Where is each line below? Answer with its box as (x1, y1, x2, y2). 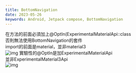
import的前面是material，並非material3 (5, 44, 86, 50)
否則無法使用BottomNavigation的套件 (5, 37, 82, 43)
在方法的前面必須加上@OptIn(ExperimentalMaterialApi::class (5, 31, 131, 37)
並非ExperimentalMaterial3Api (5, 56, 68, 62)
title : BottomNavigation (5, 7, 58, 13)
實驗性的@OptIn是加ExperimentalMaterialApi (19, 50, 113, 56)
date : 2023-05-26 (5, 12, 42, 17)
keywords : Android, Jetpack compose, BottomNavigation (5, 17, 123, 22)
